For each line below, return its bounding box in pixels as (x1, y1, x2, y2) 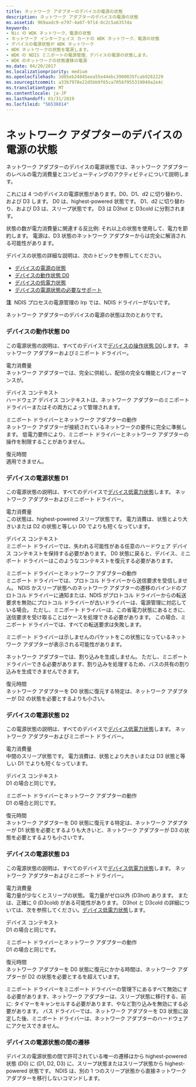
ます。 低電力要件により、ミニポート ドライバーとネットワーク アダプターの (6, 430, 189, 437)
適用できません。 (6, 458, 47, 465)
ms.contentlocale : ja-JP (6, 90, 67, 96)
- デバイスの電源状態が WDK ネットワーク (6, 42, 95, 47)
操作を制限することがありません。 (6, 438, 88, 445)
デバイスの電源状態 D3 (6, 850, 70, 858)
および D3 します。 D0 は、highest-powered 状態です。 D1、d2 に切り (6, 198, 175, 205)
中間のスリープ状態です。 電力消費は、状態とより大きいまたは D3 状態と (6, 753, 181, 760)
